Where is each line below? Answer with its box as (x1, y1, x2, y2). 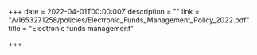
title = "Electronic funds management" (8, 24, 134, 33)
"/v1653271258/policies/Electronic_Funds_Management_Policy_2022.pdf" (8, 15, 250, 25)
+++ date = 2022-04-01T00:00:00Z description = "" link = (8, 7, 201, 16)
